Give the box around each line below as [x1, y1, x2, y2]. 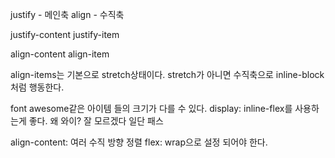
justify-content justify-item [10, 29, 120, 40]
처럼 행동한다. [10, 81, 65, 93]
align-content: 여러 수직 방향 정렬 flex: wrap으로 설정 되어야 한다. [10, 136, 268, 148]
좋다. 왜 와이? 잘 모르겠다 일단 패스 [28, 115, 164, 127]
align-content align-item [10, 48, 110, 60]
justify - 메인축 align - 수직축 [10, 9, 125, 20]
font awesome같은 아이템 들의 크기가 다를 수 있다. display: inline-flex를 [10, 103, 293, 114]
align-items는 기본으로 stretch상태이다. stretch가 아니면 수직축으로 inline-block [10, 69, 325, 80]
